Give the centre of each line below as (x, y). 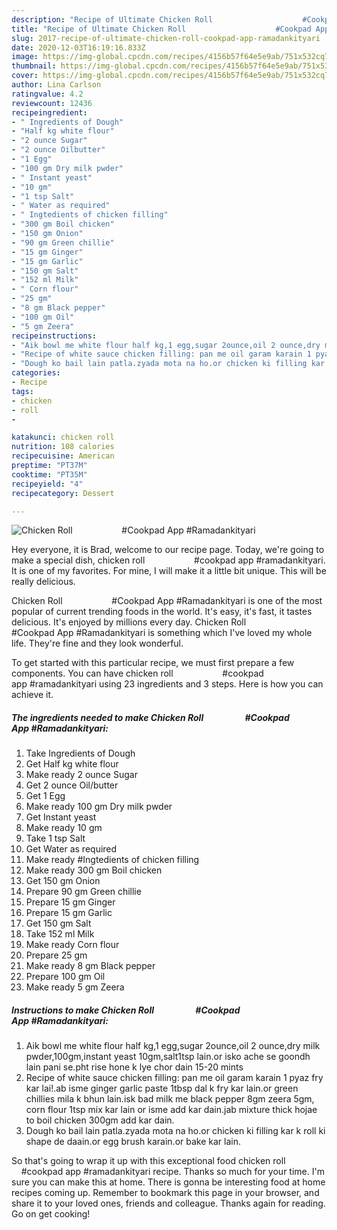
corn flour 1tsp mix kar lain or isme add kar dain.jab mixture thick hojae (171, 1110)
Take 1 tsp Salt (55, 838)
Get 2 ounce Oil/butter (72, 785)
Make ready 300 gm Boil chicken (94, 870)
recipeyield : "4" (47, 484)
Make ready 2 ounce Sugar (81, 775)
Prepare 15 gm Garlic (69, 913)
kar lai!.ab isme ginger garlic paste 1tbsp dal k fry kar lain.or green (162, 1088)
